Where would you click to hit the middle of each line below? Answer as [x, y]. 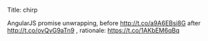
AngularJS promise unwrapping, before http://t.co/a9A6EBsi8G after [104, 23]
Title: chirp [22, 10]
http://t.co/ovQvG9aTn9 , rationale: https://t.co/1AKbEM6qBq [94, 30]
